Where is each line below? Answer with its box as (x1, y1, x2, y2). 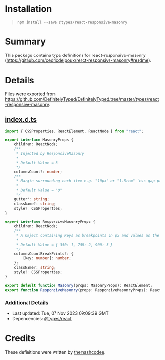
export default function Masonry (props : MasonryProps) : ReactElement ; (5, 283, 153, 288)
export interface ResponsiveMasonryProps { (5, 220, 96, 224)
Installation (5, 3, 52, 15)
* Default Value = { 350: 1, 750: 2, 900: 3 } (16, 242, 113, 247)
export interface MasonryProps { (5, 138, 74, 142)
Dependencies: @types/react (12, 315, 72, 321)
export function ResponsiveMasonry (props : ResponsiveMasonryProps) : (5, 287, 148, 293)
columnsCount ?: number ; (14, 169, 63, 174)
